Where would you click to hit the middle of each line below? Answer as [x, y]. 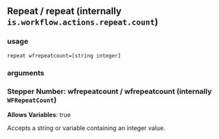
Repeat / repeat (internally [65, 11]
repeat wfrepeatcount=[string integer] [64, 55]
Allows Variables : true [39, 114]
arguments [26, 73]
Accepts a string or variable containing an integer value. [87, 128]
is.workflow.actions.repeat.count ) [83, 22]
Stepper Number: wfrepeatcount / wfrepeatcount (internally [109, 91]
